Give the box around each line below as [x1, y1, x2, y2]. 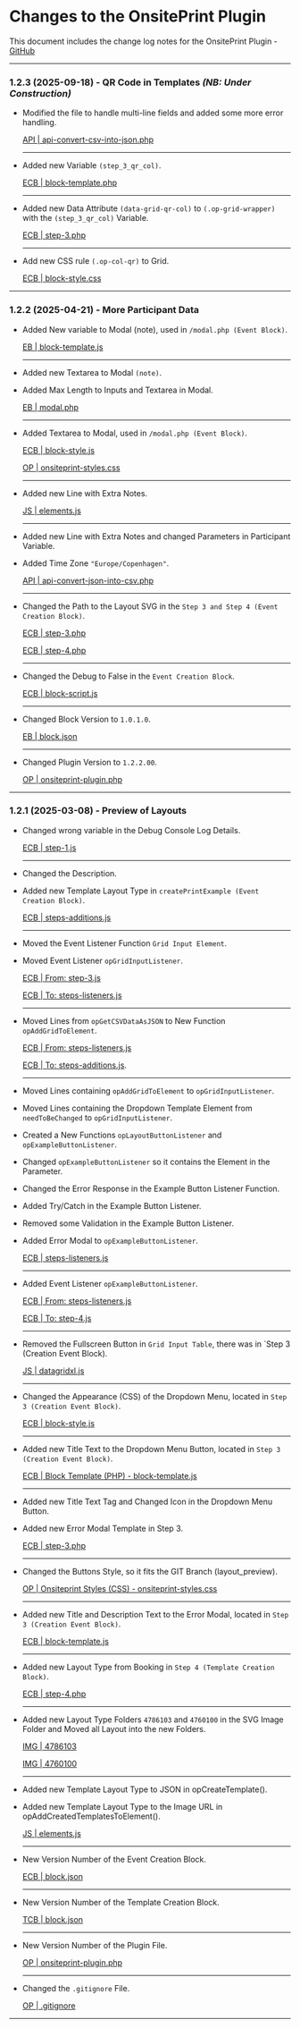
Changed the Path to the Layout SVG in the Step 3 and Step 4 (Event [21, 601, 279, 612]
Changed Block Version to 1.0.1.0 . [21, 714, 151, 724]
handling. [21, 117, 57, 128]
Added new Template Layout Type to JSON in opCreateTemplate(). [21, 1784, 268, 1795]
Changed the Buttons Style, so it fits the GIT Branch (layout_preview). [21, 1566, 279, 1576]
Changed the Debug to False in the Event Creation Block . [21, 671, 235, 681]
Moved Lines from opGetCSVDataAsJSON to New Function [21, 1015, 226, 1026]
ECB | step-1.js [21, 842, 77, 853]
